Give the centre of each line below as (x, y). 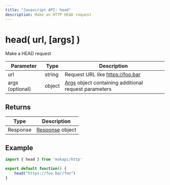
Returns (18, 107)
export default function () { (36, 168)
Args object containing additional (104, 83)
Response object (56, 130)
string (52, 75)
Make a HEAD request (28, 54)
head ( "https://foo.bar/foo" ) (45, 173)
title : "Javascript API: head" (38, 10)
